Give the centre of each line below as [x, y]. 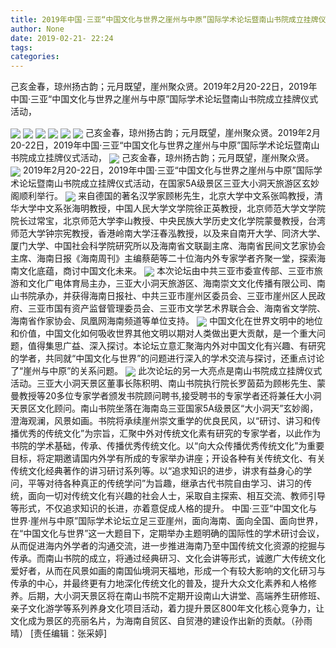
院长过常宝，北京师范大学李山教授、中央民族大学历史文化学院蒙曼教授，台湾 [168, 220]
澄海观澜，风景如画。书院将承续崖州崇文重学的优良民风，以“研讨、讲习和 [161, 421]
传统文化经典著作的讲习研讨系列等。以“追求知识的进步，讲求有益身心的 [157, 471]
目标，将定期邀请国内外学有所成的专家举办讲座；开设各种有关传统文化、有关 [168, 458]
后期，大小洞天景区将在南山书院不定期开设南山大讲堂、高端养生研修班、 [176, 596]
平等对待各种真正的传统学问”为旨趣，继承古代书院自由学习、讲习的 [165, 483]
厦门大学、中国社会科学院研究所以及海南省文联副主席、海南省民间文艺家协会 [168, 245]
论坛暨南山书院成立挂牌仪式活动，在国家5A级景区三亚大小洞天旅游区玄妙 [169, 183]
